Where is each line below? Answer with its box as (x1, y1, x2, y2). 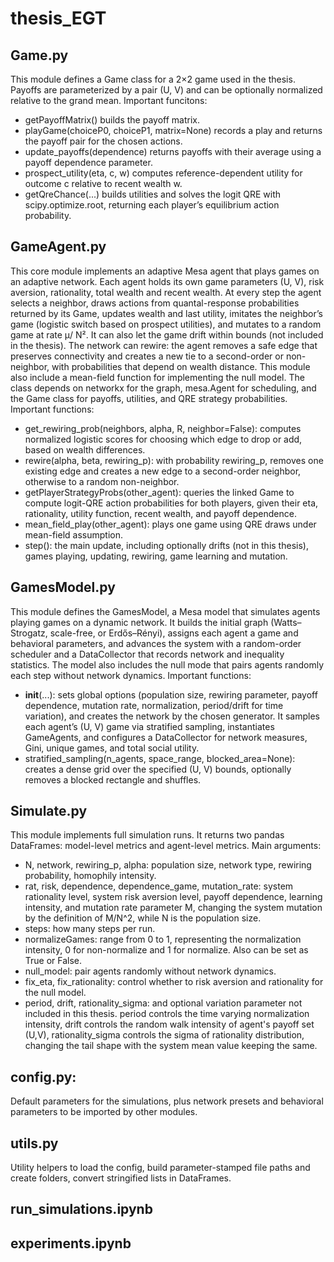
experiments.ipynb (10, 1235, 132, 1252)
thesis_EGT (10, 7, 107, 30)
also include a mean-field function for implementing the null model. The (10, 371, 305, 383)
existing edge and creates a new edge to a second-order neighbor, (24, 465, 302, 477)
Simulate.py (10, 803, 88, 820)
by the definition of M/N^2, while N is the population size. (24, 912, 262, 924)
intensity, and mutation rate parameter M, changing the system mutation (24, 902, 323, 914)
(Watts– (270, 616, 302, 628)
